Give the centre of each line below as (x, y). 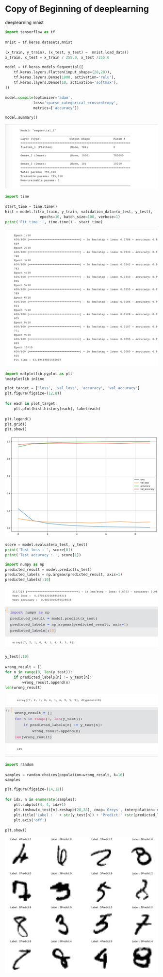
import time (17, 196)
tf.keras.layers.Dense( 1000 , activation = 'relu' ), (65, 77)
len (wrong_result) (24, 688)
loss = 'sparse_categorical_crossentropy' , (76, 103)
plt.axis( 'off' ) (30, 820)
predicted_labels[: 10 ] (28, 580)
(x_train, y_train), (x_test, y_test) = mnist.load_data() (67, 53)
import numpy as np (25, 564)
